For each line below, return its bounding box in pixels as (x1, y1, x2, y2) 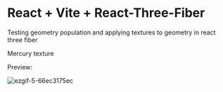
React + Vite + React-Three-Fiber (7, 5, 205, 21)
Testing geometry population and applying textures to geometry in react (7, 28, 216, 37)
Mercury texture (7, 49, 54, 58)
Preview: (7, 63, 33, 71)
